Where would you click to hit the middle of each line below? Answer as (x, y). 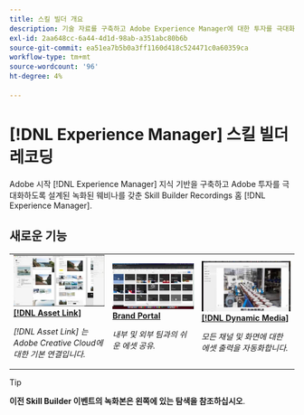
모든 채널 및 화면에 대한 (242, 336)
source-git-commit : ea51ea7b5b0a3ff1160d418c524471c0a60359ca (129, 48)
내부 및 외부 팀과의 (145, 334)
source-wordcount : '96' (54, 67)
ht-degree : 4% (36, 77)
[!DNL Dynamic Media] (245, 317)
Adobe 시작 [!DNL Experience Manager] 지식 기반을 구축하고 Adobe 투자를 (145, 184)
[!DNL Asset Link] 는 (51, 331)
